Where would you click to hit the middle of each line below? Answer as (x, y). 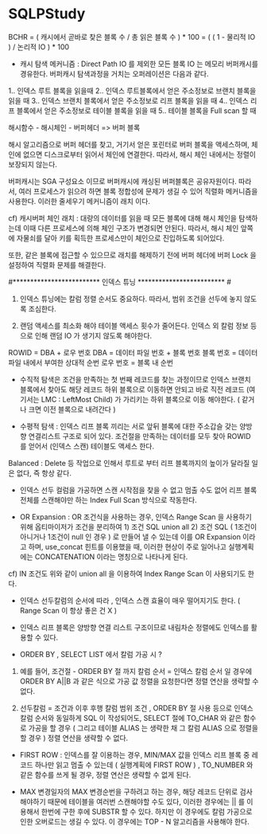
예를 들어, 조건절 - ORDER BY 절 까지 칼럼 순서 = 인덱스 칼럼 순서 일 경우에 (136, 671)
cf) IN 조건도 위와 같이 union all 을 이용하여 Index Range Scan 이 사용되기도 (127, 574)
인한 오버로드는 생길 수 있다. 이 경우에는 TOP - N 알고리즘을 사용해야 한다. (135, 821)
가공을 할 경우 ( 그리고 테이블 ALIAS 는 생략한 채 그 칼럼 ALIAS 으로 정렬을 (143, 728)
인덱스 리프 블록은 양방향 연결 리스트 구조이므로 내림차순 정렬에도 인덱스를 (134, 627)
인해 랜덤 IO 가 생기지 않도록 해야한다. (93, 335)
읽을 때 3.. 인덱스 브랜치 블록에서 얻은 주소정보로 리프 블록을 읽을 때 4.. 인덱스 (128, 100)
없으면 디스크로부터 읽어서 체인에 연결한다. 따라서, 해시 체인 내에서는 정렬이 (139, 154)
